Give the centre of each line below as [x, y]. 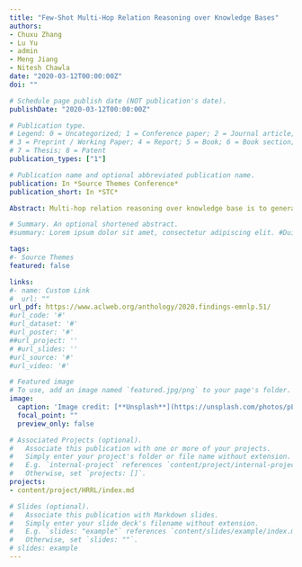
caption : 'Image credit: [64, 407]
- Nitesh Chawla [40, 68]
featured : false [40, 265]
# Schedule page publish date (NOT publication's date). [118, 101]
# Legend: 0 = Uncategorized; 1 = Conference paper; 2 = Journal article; [152, 134]
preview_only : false [56, 424]
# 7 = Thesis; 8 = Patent [58, 151]
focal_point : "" [48, 415]
